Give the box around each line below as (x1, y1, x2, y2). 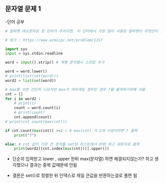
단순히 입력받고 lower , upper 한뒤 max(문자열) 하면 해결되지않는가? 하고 (12, 156, 154, 162)
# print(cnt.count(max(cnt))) (5, 119, 68, 124)
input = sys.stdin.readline (5, 51, 63, 56)
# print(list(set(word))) (5, 74, 58, 79)
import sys (5, 46, 28, 51)
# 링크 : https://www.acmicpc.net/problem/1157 (5, 38, 103, 43)
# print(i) (14, 101, 37, 106)
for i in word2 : (5, 96, 41, 101)
